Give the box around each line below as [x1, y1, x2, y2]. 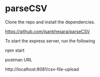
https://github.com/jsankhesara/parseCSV [5, 28, 90, 34]
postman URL [5, 57, 33, 62]
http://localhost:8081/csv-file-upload [5, 66, 79, 72]
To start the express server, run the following [5, 38, 95, 44]
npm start [5, 47, 25, 53]
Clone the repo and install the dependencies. [5, 19, 96, 25]
